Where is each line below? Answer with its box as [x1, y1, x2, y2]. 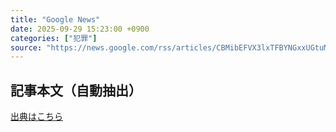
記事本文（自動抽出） [10, 82, 142, 99]
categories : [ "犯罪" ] [10, 33, 98, 43]
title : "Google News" [10, 14, 101, 25]
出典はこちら [10, 111, 63, 123]
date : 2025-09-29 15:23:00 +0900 [10, 24, 150, 34]
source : [10, 42, 43, 53]
